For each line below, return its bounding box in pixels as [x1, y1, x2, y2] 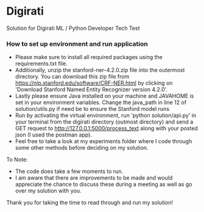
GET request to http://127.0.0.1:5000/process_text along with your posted [15, 125, 198, 132]
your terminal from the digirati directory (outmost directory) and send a [15, 118, 194, 125]
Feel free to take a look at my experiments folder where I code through [15, 138, 192, 145]
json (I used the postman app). [15, 131, 93, 138]
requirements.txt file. [15, 60, 68, 68]
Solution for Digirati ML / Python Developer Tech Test [6, 24, 140, 32]
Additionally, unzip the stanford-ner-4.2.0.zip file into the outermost [15, 66, 185, 74]
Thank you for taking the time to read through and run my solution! [6, 199, 174, 207]
